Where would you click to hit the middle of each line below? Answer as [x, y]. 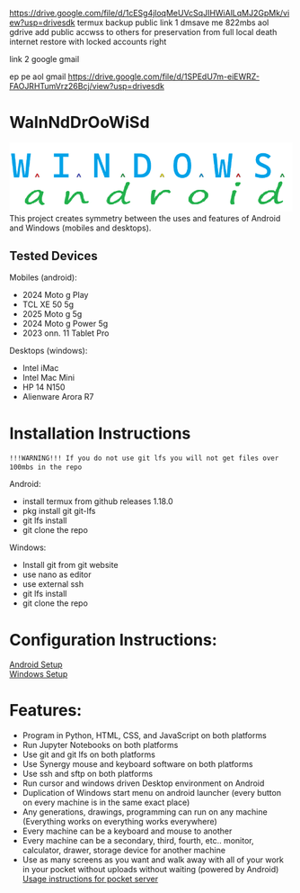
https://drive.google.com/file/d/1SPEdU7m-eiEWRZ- [164, 77]
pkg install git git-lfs [59, 511]
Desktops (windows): [49, 351]
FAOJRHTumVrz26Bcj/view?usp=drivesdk [87, 86]
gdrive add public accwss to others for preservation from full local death [143, 32]
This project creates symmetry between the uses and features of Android [145, 218]
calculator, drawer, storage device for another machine [124, 851]
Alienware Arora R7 [58, 397]
